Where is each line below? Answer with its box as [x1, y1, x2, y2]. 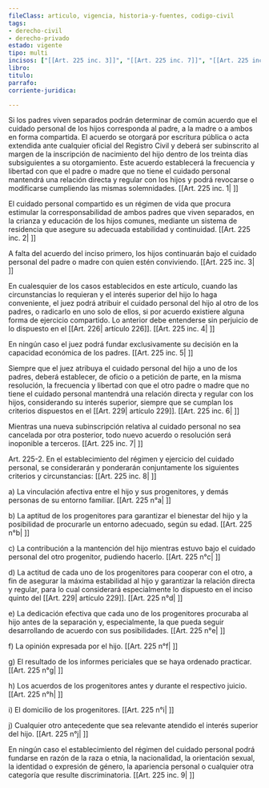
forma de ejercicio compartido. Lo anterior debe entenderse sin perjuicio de [8, 315, 259, 325]
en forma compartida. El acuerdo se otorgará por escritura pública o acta [8, 132, 250, 142]
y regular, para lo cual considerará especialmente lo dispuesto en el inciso [8, 585, 253, 595]
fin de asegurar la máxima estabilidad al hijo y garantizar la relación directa [8, 576, 255, 586]
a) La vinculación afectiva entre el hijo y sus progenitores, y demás [8, 487, 229, 497]
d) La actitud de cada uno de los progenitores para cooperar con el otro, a [8, 567, 253, 578]
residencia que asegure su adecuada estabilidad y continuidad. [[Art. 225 [8, 225, 251, 234]
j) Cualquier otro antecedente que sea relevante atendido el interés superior [8, 721, 259, 730]
